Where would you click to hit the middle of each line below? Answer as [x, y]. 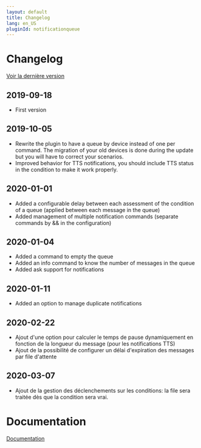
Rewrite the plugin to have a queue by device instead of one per [95, 143]
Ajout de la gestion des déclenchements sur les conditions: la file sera [103, 390]
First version [31, 110]
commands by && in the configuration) [63, 222]
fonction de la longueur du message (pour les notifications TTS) [95, 344]
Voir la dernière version [36, 76]
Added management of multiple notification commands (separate [97, 216]
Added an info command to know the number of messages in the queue [105, 263]
